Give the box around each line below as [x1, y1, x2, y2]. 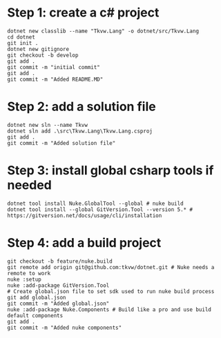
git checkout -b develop [7, 52, 79, 59]
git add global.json [7, 294, 67, 301]
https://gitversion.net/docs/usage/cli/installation [7, 212, 162, 219]
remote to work [7, 270, 51, 277]
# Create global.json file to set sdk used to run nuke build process [7, 288, 215, 295]
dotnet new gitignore [7, 46, 70, 52]
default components [7, 312, 64, 319]
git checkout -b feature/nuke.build [7, 257, 113, 265]
